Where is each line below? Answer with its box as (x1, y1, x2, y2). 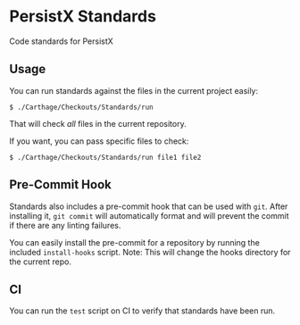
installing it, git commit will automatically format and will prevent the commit (9, 210, 289, 221)
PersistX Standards (9, 6, 156, 27)
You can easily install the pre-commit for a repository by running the (9, 237, 261, 247)
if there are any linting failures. (9, 220, 121, 230)
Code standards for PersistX (9, 36, 113, 46)
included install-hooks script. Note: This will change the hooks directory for (9, 246, 291, 257)
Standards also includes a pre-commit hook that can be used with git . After (9, 201, 288, 212)
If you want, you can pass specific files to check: (9, 136, 189, 146)
